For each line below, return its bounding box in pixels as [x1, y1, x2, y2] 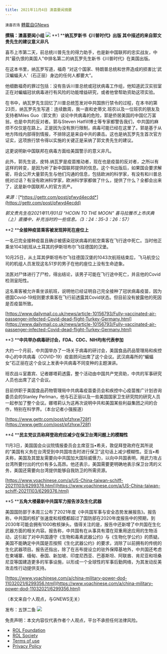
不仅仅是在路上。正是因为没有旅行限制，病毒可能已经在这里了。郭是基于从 [9, 124, 162, 130]
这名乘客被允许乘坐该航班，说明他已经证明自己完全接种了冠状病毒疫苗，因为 [5, 288, 162, 294]
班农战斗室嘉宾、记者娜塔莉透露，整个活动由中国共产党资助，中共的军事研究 [5, 370, 162, 376]
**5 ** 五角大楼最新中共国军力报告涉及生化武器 [5, 498, 102, 504]
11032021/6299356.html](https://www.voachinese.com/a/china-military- [5, 580, 153, 586]
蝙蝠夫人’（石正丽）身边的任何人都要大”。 [9, 72, 95, 78]
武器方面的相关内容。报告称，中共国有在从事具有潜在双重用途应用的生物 [5, 528, 153, 534]
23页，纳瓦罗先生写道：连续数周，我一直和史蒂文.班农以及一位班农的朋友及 [5, 106, 160, 112]
